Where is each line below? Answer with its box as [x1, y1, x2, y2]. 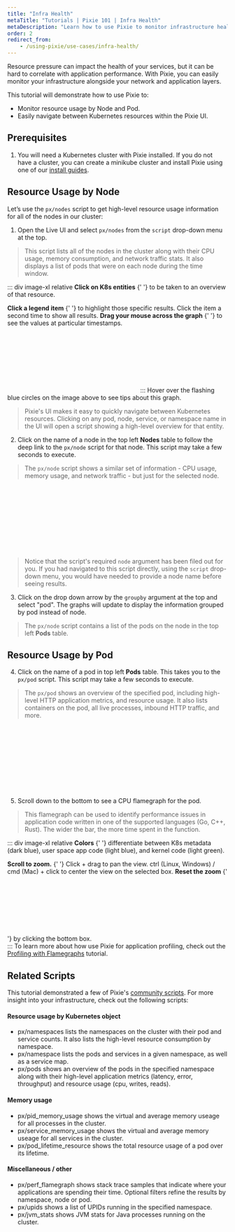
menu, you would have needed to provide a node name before [42, 571, 222, 580]
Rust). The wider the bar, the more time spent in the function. [24, 826, 201, 834]
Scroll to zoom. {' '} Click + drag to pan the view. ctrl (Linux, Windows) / [7, 860, 215, 868]
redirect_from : [7, 37, 52, 44]
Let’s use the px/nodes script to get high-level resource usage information [7, 204, 219, 213]
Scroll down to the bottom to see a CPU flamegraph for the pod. [17, 797, 201, 805]
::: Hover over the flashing [139, 385, 215, 394]
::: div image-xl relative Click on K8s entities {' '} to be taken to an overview [7, 282, 226, 291]
